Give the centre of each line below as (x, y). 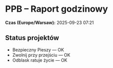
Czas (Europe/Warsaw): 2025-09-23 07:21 (50, 23)
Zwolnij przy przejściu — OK (41, 55)
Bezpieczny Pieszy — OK (38, 49)
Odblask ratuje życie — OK (40, 60)
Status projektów (32, 38)
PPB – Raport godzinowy (56, 9)
